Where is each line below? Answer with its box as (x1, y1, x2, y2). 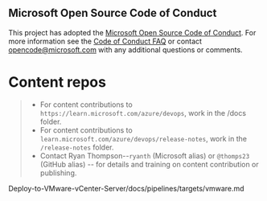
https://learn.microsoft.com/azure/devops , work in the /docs (39, 108, 247, 117)
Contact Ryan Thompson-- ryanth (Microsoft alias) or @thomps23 (39, 150, 250, 160)
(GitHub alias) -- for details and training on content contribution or (39, 159, 259, 169)
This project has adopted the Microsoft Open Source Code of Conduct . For (8, 27, 257, 37)
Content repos (8, 73, 107, 91)
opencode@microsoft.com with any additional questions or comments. (8, 44, 243, 55)
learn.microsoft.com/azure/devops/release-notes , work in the (39, 133, 248, 143)
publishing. (39, 168, 77, 178)
